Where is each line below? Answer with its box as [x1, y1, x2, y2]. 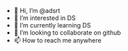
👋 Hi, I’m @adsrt [13, 7, 61, 14]
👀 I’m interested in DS [13, 14, 76, 22]
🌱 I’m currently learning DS [13, 21, 91, 29]
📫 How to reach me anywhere [13, 37, 102, 44]
